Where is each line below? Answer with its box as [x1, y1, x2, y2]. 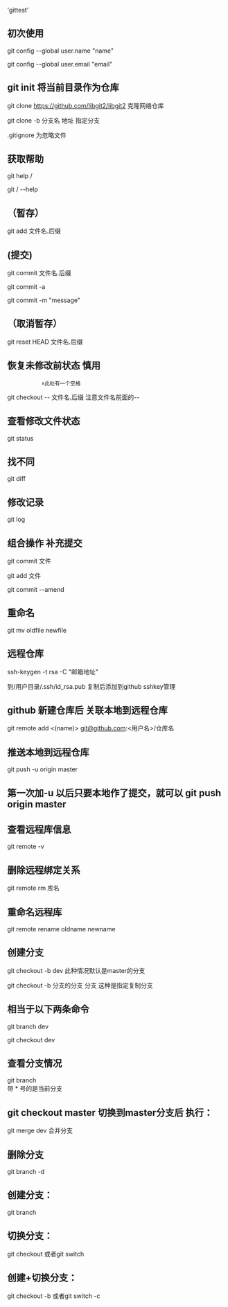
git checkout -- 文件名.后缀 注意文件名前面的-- [7, 393, 140, 401]
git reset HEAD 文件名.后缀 [7, 337, 83, 346]
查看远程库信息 [7, 823, 71, 835]
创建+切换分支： [7, 1272, 78, 1284]
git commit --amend [7, 585, 64, 593]
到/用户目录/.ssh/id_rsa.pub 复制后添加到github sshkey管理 [7, 682, 176, 690]
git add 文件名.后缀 [7, 227, 61, 235]
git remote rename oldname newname [7, 925, 116, 933]
